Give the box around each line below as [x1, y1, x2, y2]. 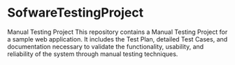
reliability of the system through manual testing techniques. [7, 50, 178, 58]
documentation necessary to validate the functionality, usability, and [7, 42, 204, 50]
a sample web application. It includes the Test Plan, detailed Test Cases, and [7, 35, 228, 43]
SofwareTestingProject [7, 5, 144, 21]
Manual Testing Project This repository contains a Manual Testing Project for [7, 28, 228, 36]
